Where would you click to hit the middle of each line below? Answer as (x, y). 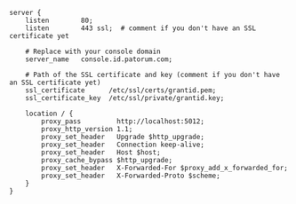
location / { (49, 114)
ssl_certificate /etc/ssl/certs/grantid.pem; (121, 90)
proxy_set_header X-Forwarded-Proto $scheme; (131, 176)
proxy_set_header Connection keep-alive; (123, 145)
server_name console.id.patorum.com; (99, 59)
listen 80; (59, 20)
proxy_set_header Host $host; (101, 153)
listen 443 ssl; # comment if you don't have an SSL (140, 28)
